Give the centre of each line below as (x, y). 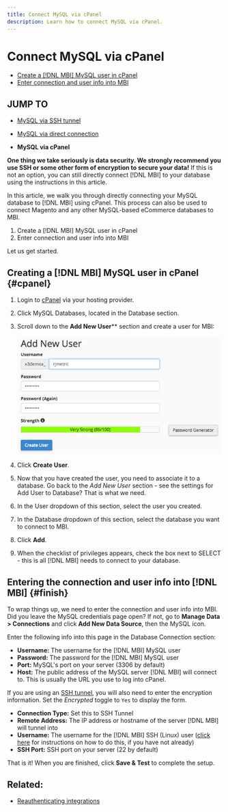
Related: (25, 784)
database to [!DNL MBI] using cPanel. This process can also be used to (107, 203)
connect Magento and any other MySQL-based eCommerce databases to (110, 210)
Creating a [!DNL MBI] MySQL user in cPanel (103, 273)
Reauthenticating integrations (58, 800)
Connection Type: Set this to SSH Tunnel (75, 713)
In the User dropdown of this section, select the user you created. (110, 506)
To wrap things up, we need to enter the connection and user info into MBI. (113, 609)
